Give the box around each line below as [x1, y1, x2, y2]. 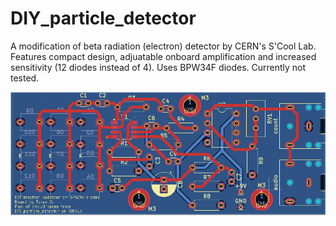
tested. [10, 72, 40, 84]
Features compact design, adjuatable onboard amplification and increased [10, 50, 317, 62]
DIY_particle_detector [10, 7, 197, 30]
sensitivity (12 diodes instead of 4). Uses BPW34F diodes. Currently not [10, 61, 307, 73]
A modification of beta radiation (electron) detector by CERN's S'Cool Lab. [10, 40, 317, 52]
